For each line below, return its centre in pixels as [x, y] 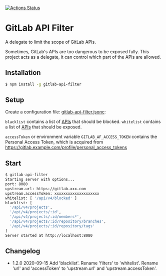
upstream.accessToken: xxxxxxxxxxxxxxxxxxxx [52, 193]
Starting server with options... [40, 180]
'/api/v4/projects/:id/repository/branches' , [58, 221]
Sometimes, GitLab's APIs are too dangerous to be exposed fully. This [77, 51]
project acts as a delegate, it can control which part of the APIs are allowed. [83, 57]
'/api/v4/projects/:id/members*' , [45, 217]
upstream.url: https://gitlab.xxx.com [45, 189]
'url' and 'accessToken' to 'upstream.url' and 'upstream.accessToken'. [84, 268]
